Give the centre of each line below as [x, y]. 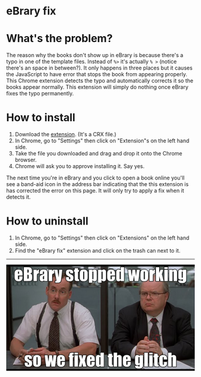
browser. [26, 160]
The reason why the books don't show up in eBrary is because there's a [95, 55]
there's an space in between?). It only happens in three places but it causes [99, 68]
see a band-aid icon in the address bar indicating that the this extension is [98, 184]
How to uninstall [47, 221]
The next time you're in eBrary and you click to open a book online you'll [95, 178]
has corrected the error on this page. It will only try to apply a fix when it [95, 191]
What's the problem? [60, 39]
